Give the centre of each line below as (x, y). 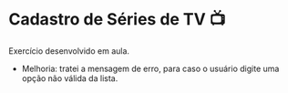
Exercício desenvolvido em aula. (69, 51)
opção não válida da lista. (70, 78)
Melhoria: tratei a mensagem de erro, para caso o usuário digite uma (150, 68)
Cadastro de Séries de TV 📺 (117, 20)
